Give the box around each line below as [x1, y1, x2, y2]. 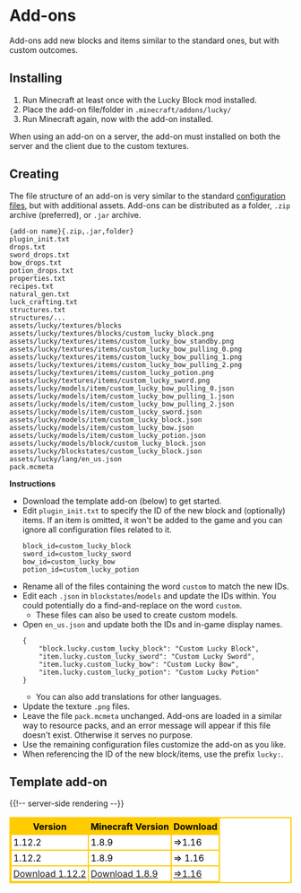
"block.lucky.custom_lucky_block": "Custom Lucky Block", [39, 643, 260, 653]
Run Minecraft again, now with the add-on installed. [21, 113, 213, 124]
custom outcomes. [9, 44, 79, 55]
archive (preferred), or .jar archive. [9, 209, 142, 220]
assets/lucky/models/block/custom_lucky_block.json [9, 439, 206, 448]
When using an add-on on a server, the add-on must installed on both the [9, 131, 280, 142]
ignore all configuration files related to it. [21, 524, 172, 535]
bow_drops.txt [9, 258, 63, 267]
